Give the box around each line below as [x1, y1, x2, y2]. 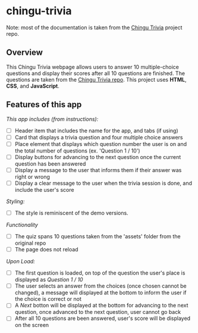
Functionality [6, 222, 39, 228]
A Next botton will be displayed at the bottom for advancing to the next [14, 302, 188, 309]
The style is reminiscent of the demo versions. [14, 209, 129, 216]
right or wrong [14, 173, 51, 180]
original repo [14, 239, 46, 247]
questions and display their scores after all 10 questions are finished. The [6, 70, 186, 77]
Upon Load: [6, 258, 36, 265]
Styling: [6, 198, 25, 205]
